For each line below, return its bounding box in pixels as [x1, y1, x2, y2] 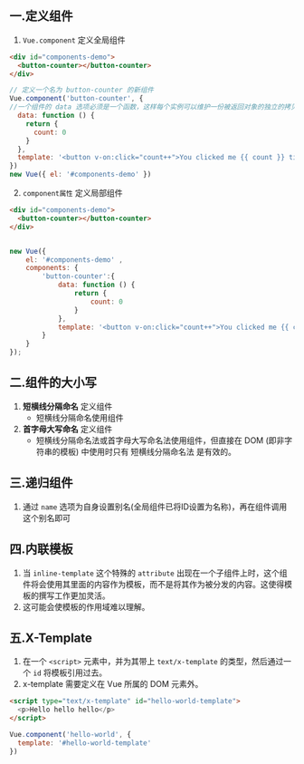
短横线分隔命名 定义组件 [22, 401, 113, 411]
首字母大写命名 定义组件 [22, 423, 113, 434]
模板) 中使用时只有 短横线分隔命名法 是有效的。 [60, 446, 237, 457]
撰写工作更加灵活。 [38, 590, 110, 601]
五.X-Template [9, 630, 93, 645]
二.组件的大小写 [9, 375, 98, 391]
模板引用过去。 [51, 667, 107, 678]
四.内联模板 [9, 542, 74, 557]
